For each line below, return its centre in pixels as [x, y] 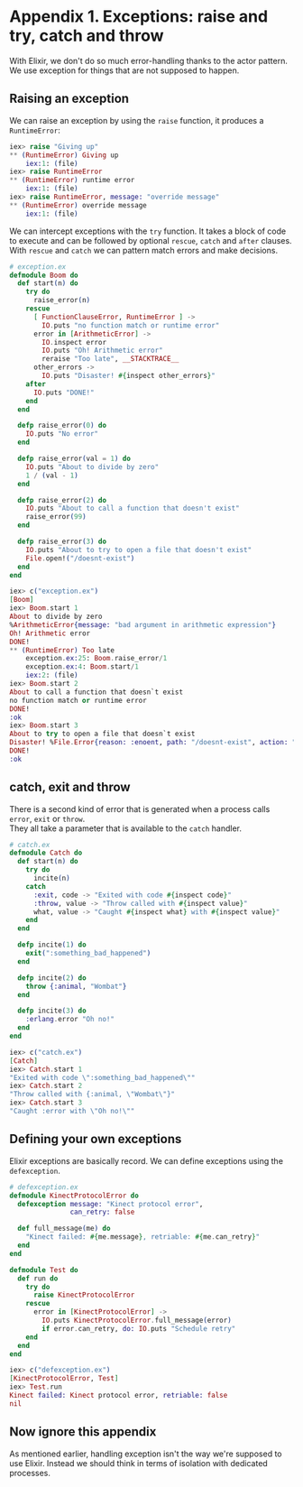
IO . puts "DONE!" [64, 393]
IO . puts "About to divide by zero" [92, 466]
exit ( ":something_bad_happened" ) [88, 954]
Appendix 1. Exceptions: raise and [139, 17]
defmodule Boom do [44, 275]
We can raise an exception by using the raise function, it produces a [137, 120]
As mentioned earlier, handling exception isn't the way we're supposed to [146, 1454]
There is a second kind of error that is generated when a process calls [140, 808]
